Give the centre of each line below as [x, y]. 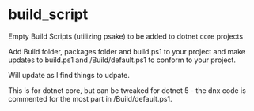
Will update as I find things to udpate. [69, 75]
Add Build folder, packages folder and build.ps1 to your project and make [127, 51]
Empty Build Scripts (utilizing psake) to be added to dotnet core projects [126, 36]
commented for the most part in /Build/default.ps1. [90, 98]
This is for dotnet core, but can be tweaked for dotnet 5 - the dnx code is [127, 90]
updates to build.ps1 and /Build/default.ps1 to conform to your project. [122, 60]
